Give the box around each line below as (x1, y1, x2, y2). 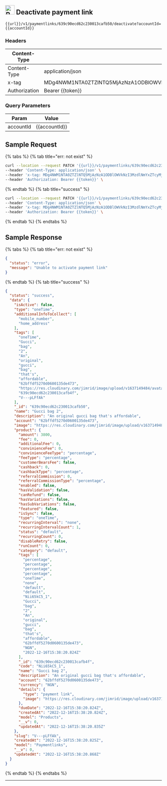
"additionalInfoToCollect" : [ (14, 312, 77, 316)
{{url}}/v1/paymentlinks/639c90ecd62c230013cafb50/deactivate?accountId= (5, 21, 162, 26)
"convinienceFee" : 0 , (18, 446, 64, 451)
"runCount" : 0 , (18, 543, 50, 548)
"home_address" (18, 321, 50, 326)
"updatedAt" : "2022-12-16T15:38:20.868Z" (14, 752, 101, 757)
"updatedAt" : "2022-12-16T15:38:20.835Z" (18, 724, 106, 729)
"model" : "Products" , (18, 715, 64, 720)
